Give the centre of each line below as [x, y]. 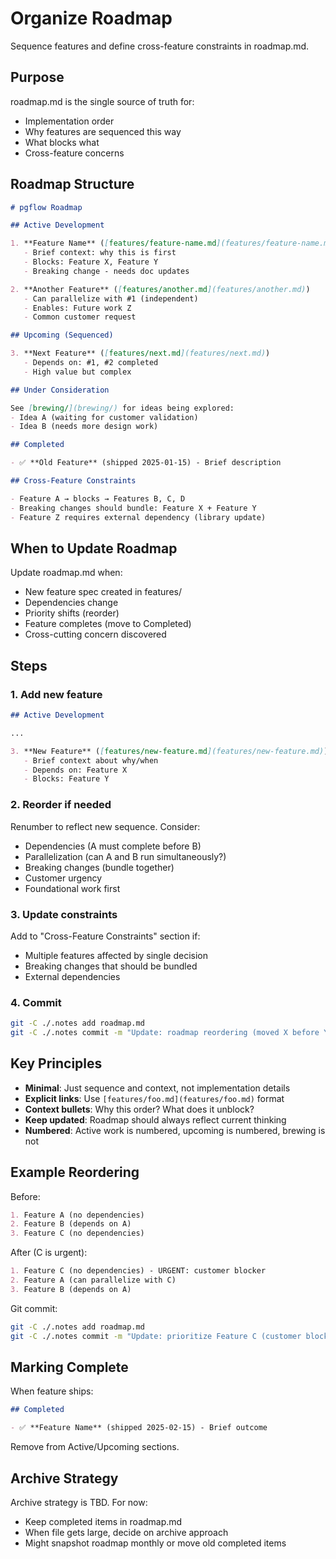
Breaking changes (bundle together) [99, 867]
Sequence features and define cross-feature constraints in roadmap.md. [160, 46]
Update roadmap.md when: [66, 573]
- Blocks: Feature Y [66, 779]
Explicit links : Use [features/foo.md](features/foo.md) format [154, 1098]
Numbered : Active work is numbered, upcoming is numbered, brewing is [175, 1130]
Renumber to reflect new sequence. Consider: [105, 826]
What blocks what [62, 142]
